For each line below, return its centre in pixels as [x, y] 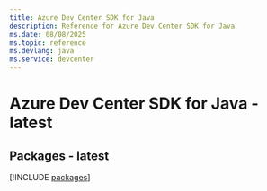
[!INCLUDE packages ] [50, 177]
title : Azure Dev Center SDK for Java [82, 17]
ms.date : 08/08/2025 [48, 34]
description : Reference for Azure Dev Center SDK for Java [122, 26]
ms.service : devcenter [52, 59]
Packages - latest [59, 156]
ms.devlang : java [42, 51]
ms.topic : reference [48, 43]
